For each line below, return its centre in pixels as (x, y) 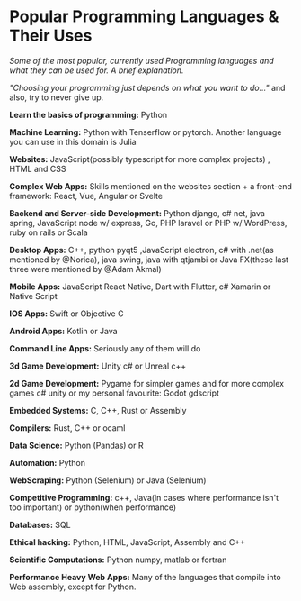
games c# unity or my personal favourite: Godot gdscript (115, 393)
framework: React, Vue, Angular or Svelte (86, 196)
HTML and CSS (38, 168)
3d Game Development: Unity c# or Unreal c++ (98, 366)
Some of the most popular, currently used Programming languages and (142, 60)
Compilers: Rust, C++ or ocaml (67, 428)
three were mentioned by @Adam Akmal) (85, 269)
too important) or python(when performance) (93, 507)
